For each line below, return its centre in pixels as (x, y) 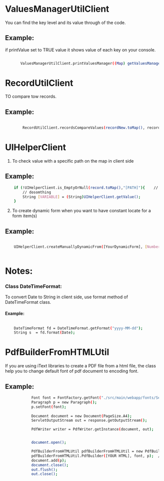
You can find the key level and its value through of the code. (65, 23)
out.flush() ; (44, 469)
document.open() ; (49, 443)
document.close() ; (50, 465)
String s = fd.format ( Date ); (45, 333)
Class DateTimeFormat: (33, 286)
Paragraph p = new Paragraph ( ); (64, 402)
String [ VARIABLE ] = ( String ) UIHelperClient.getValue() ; (82, 197)
